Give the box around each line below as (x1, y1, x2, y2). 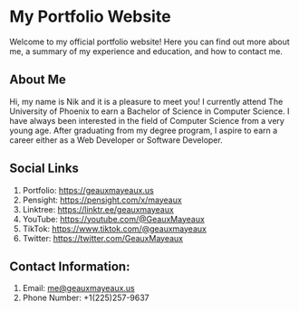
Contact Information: (9, 259, 130, 274)
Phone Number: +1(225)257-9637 (22, 292, 149, 304)
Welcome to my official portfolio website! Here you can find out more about (9, 36, 290, 47)
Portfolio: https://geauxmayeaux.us (22, 184, 154, 195)
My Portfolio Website (9, 6, 171, 27)
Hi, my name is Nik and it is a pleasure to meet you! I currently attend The (9, 96, 284, 107)
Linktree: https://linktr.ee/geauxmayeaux (22, 203, 174, 214)
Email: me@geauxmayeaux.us (22, 283, 136, 294)
